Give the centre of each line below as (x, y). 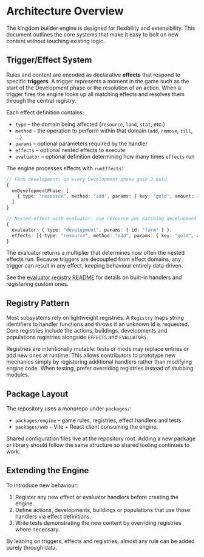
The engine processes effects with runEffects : (65, 168)
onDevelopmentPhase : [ (40, 191)
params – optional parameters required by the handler (81, 144)
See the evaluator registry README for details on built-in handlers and (94, 277)
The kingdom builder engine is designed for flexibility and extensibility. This (101, 28)
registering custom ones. (37, 284)
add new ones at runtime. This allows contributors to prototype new (91, 355)
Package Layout (37, 394)
